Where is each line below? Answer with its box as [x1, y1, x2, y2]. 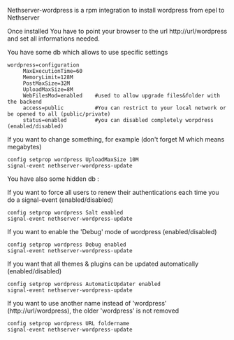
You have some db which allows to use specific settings [7, 48, 168, 56]
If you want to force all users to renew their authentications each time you [7, 189, 219, 196]
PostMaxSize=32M [22, 80, 71, 87]
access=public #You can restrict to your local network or [22, 104, 227, 111]
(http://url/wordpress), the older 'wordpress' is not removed [7, 306, 180, 315]
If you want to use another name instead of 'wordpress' [7, 299, 167, 307]
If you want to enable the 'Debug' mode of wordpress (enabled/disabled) [7, 228, 217, 236]
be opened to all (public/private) [7, 111, 111, 118]
